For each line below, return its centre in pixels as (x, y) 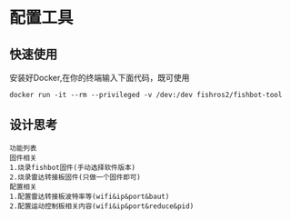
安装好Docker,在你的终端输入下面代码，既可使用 (100, 78)
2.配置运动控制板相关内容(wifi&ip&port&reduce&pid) (102, 206)
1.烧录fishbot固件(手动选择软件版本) (73, 167)
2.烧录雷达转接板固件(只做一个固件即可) (75, 177)
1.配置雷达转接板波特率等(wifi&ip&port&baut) (90, 196)
